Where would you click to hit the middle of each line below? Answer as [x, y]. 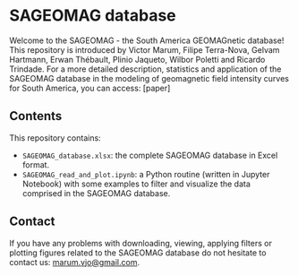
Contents [36, 116]
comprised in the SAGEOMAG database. [96, 193]
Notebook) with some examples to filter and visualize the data [136, 184]
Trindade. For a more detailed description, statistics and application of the [145, 69]
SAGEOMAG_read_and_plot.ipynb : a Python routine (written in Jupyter [146, 174]
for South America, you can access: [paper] [90, 88]
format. [36, 164]
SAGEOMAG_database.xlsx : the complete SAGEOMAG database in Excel [150, 155]
